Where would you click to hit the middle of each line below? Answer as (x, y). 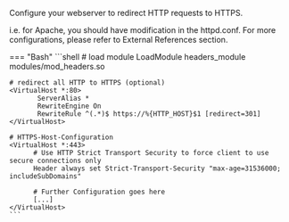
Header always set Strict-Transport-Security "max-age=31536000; (157, 169)
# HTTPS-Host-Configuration (62, 137)
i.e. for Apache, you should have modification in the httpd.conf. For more (143, 30)
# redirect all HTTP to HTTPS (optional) (87, 83)
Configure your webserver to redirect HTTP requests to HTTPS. (126, 13)
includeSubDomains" (45, 177)
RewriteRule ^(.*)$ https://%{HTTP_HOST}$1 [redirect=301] (149, 114)
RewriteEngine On (69, 106)
